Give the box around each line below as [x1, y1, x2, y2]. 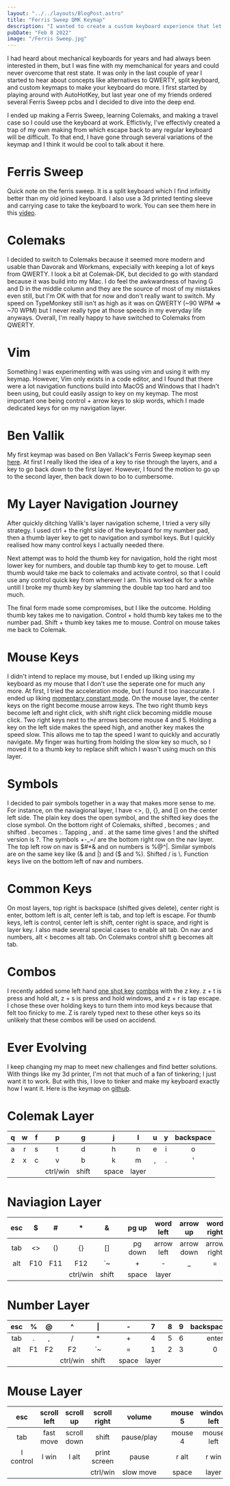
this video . [7, 209, 37, 217]
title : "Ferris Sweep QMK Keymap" [7, 16, 106, 23]
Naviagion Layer [7, 1194, 102, 1209]
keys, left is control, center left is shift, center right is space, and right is [7, 918, 209, 927]
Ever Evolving [7, 1040, 87, 1055]
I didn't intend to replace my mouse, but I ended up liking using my [7, 672, 195, 680]
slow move [122, 1468, 157, 1477]
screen [91, 1457, 114, 1466]
